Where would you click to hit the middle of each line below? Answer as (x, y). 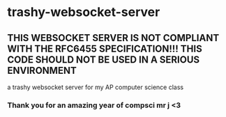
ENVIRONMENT (42, 70)
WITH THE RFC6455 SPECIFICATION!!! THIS (105, 48)
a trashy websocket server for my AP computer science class (95, 87)
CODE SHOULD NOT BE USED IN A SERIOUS (104, 60)
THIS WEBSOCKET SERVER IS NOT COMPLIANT (113, 38)
